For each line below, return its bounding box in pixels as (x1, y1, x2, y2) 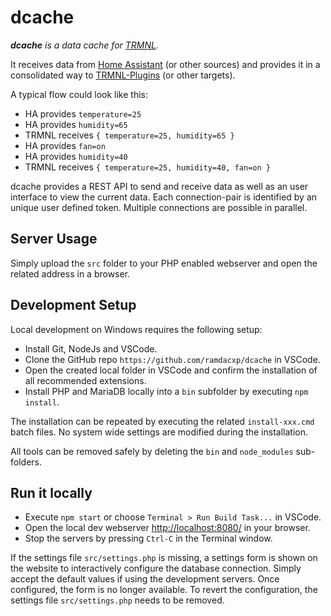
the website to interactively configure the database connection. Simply (10, 562, 302, 575)
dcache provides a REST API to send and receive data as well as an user (10, 180, 309, 192)
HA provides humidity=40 (24, 150, 128, 162)
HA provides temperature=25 (24, 107, 142, 120)
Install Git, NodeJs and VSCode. (24, 342, 158, 355)
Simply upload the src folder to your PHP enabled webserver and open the (10, 257, 318, 269)
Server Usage (10, 231, 98, 248)
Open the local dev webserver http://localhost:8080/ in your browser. (24, 522, 311, 534)
